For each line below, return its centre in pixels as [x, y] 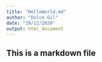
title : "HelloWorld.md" [36, 12]
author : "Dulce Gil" [32, 17]
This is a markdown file [51, 53]
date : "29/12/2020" [31, 23]
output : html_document [35, 29]
